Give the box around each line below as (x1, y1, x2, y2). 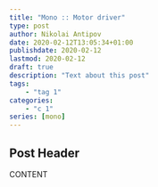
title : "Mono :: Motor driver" (9, 12, 126, 22)
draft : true (9, 63, 54, 72)
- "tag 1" (25, 87, 62, 96)
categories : (9, 95, 54, 105)
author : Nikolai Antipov (9, 29, 102, 38)
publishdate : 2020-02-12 (9, 46, 102, 55)
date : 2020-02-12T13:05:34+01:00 (9, 37, 134, 47)
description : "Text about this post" (9, 71, 150, 80)
